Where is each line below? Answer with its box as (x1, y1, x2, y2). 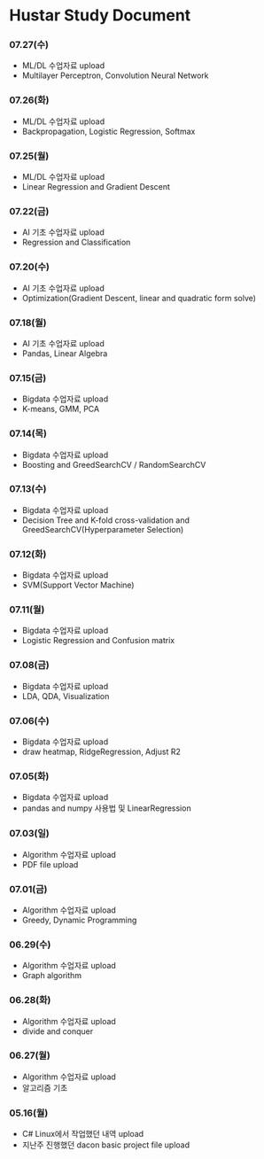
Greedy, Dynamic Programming (21, 914, 137, 925)
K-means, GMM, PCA (21, 404, 100, 415)
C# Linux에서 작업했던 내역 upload (21, 1129, 144, 1140)
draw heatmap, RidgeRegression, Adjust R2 (21, 746, 182, 758)
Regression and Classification (21, 237, 131, 248)
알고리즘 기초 (21, 1082, 68, 1093)
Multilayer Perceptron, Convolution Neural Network (21, 70, 209, 81)
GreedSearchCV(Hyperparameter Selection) (21, 524, 184, 534)
